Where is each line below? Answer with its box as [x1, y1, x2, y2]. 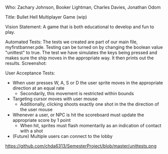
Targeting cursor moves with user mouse [12, 96, 98, 102]
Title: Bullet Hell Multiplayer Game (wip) [5, 14, 87, 20]
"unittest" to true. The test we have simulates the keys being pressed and [5, 50, 157, 55]
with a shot [20, 128, 43, 134]
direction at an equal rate [12, 85, 64, 91]
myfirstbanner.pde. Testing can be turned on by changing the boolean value [5, 44, 163, 50]
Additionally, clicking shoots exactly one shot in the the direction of [20, 101, 159, 107]
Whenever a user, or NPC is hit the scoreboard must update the [12, 112, 144, 118]
